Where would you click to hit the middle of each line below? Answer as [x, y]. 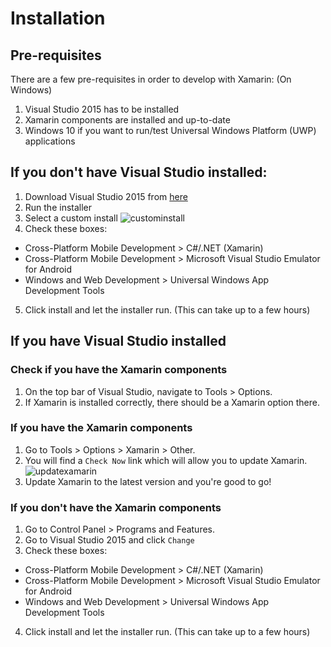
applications [50, 141]
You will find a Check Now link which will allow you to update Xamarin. [166, 460]
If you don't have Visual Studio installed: [139, 172]
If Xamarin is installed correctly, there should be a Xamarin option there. [172, 402]
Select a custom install [71, 218]
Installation [58, 18]
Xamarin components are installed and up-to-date [127, 120]
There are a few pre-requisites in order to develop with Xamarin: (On [151, 79]
